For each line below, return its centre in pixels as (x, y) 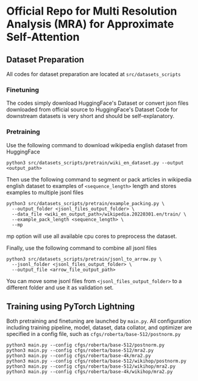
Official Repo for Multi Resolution (92, 11)
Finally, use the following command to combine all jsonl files (82, 248)
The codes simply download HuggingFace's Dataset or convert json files (97, 103)
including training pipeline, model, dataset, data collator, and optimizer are (99, 327)
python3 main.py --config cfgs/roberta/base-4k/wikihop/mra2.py (90, 372)
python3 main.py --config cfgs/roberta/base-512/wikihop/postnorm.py (97, 361)
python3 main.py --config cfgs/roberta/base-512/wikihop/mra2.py (91, 366)
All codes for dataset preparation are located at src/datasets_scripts (94, 74)
